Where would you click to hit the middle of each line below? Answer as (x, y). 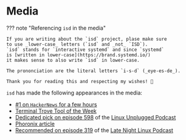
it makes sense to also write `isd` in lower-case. (73, 60)
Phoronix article (35, 124)
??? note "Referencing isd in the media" (56, 28)
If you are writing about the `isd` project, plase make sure (87, 39)
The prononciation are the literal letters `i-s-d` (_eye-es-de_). (94, 71)
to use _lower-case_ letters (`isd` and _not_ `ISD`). (77, 44)
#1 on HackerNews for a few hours (56, 104)
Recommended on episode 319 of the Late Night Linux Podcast (94, 130)
